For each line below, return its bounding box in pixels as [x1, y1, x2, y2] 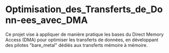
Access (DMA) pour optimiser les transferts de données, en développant [5, 37, 159, 43]
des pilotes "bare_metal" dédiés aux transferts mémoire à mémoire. [5, 42, 148, 48]
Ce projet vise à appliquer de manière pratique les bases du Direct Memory [5, 31, 164, 37]
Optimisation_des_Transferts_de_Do [5, 4, 163, 15]
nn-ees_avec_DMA [5, 14, 88, 26]
